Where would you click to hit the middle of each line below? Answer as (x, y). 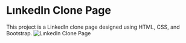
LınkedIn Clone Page (59, 10)
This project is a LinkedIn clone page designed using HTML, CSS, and (93, 27)
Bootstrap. (19, 33)
